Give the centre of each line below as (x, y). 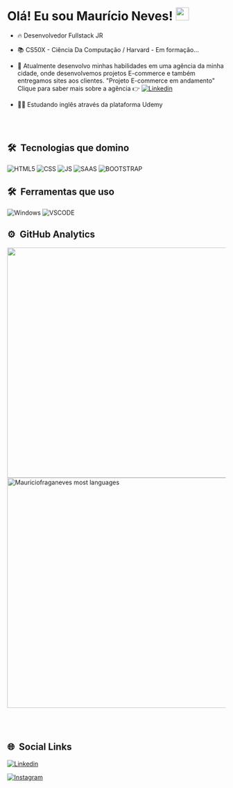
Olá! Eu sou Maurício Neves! (90, 16)
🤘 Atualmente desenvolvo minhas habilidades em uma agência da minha (120, 65)
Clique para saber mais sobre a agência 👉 (78, 88)
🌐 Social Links (40, 747)
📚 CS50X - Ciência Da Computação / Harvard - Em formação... (108, 49)
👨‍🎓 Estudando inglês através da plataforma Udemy (90, 104)
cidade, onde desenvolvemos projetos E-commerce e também (106, 73)
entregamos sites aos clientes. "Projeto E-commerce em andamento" (116, 81)
